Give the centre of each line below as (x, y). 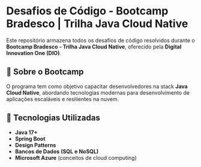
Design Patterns (35, 145)
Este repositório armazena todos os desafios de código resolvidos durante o (100, 40)
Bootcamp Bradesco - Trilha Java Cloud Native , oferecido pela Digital (94, 47)
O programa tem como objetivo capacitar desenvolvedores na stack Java (97, 86)
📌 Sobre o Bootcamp (45, 72)
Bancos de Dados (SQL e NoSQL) (57, 151)
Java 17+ (26, 132)
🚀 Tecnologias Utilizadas (53, 118)
